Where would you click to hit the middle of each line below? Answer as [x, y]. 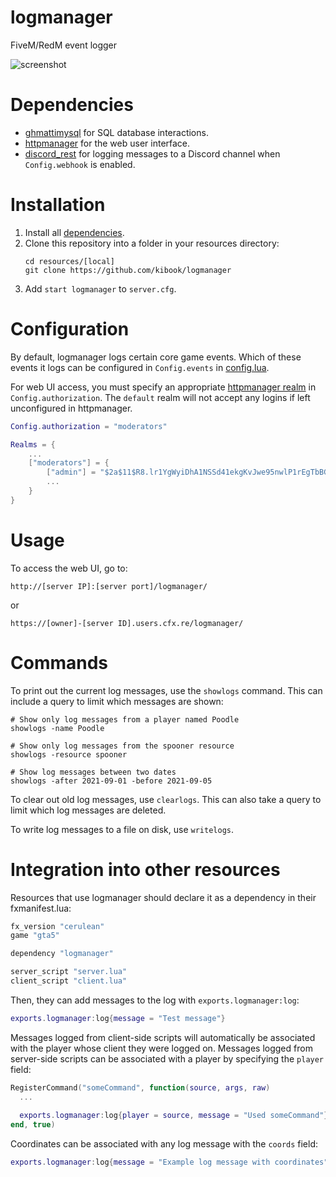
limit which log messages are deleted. [88, 810]
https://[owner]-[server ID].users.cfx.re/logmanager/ [127, 623]
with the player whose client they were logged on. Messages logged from [161, 1048]
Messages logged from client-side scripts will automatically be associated [163, 1037]
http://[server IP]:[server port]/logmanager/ [109, 586]
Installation [58, 205]
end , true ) [33, 1125]
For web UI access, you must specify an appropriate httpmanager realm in [163, 387]
